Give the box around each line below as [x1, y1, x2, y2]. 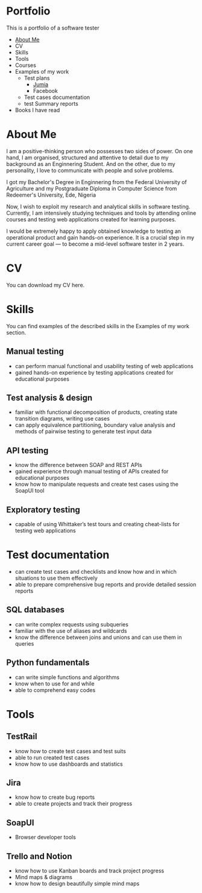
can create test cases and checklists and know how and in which [14, 568, 177, 575]
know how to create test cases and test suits [14, 747, 127, 755]
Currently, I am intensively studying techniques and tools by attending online [6, 209, 197, 217]
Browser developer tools [14, 834, 77, 841]
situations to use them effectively [14, 574, 98, 582]
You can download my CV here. [6, 281, 85, 288]
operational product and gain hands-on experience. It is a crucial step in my [6, 234, 195, 241]
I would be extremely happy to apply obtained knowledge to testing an [6, 227, 181, 235]
